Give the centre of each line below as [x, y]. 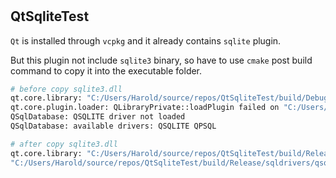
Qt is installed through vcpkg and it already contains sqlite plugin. [146, 40]
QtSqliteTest [50, 16]
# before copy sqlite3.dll [66, 89]
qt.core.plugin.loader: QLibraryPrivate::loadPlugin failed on [145, 108]
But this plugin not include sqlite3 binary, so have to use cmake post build [161, 60]
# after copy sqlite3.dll [64, 144]
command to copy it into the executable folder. [106, 70]
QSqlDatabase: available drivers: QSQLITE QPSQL [113, 126]
